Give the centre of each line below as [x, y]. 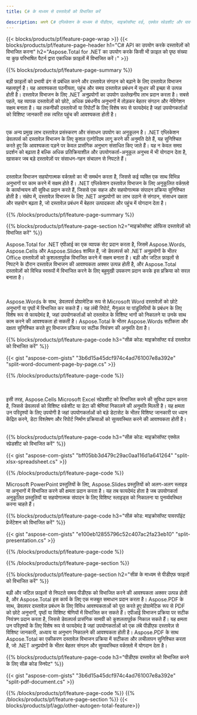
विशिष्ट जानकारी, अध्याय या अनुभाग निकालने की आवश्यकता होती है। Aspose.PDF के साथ [92, 632]
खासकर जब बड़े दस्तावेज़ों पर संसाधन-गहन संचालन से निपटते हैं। [67, 158]
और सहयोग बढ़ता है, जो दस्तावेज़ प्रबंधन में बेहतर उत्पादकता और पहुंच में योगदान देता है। [86, 203]
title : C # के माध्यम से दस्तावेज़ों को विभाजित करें [53, 11]
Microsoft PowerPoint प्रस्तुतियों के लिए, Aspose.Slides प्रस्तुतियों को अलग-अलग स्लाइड [97, 484]
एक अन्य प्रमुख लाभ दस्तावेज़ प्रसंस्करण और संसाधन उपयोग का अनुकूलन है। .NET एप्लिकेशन [93, 132]
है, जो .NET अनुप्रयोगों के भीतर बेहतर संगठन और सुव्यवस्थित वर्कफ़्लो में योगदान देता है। [87, 645]
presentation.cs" [26, 540]
